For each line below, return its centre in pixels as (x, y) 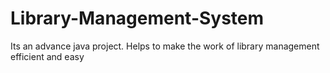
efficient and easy (47, 56)
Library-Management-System (137, 18)
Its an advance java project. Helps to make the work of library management (165, 46)
